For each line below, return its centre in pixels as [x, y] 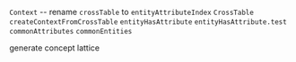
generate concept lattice [55, 48]
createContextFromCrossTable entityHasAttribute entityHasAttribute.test [148, 22]
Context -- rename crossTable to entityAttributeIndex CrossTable [131, 12]
